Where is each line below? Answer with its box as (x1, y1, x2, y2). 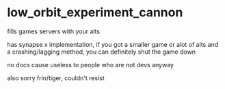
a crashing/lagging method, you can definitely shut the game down (7, 48, 196, 56)
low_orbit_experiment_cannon (7, 5, 183, 20)
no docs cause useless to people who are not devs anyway (7, 60, 174, 69)
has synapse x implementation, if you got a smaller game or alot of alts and (7, 40, 219, 48)
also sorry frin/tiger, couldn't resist (7, 73, 105, 82)
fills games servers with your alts (7, 27, 101, 35)
